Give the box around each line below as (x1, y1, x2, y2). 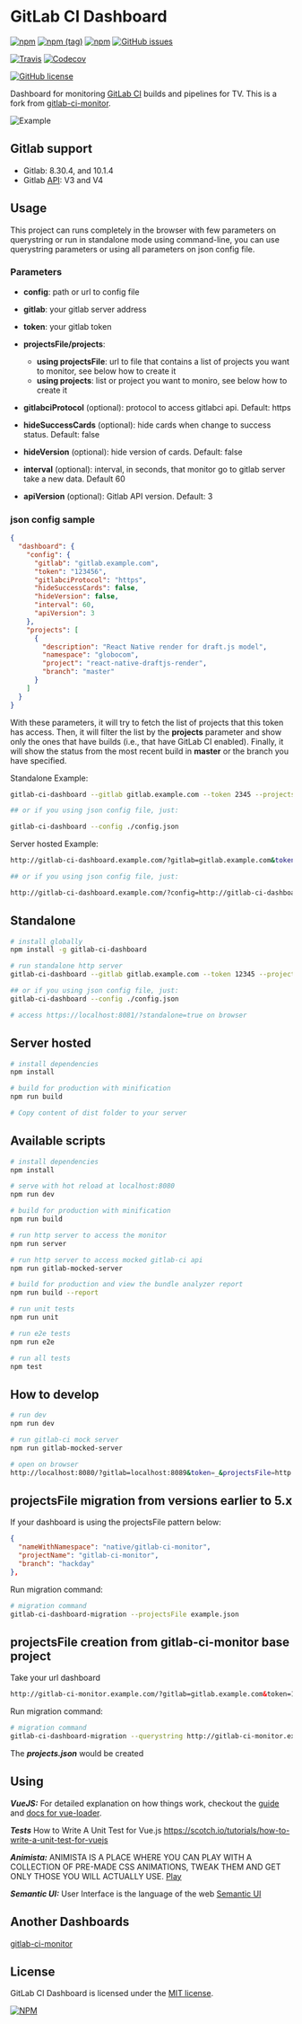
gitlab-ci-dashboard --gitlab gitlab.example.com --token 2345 (10, 790, 252, 799)
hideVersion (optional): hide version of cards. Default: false (22, 446, 243, 457)
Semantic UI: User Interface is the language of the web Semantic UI (10, 1888, 262, 1899)
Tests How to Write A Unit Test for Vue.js (10, 1825, 162, 1835)
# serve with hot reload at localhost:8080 (10, 1181, 176, 1191)
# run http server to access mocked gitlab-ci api (10, 1255, 203, 1264)
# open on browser (10, 1460, 79, 1469)
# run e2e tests (10, 1329, 71, 1338)
